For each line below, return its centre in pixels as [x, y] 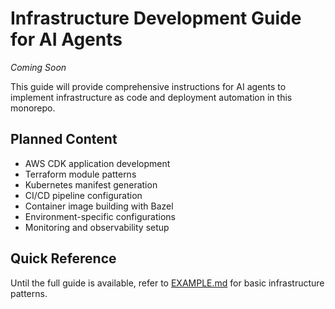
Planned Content [64, 139]
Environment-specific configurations [100, 216]
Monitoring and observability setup [97, 227]
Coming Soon [38, 67]
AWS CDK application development [97, 163]
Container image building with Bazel [99, 206]
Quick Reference [63, 258]
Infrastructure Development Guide [156, 18]
